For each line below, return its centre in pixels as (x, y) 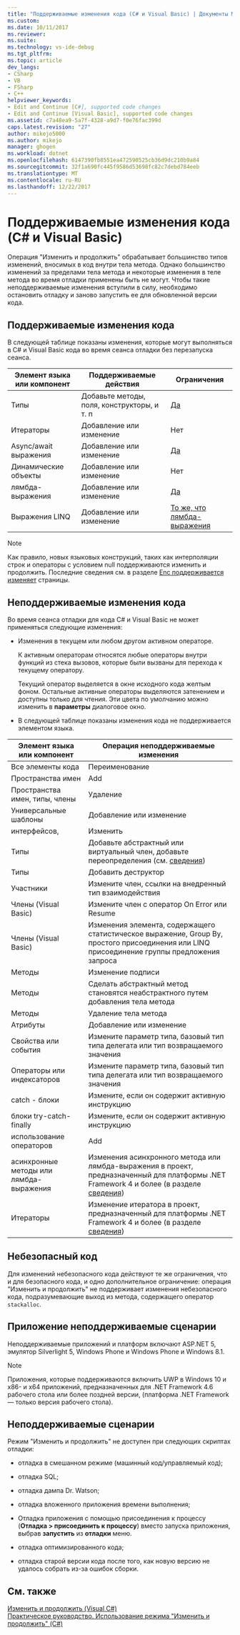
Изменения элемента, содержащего (152, 925)
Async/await (32, 446)
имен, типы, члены (44, 799)
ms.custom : (24, 21)
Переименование (119, 767)
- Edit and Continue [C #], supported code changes (84, 107)
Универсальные (39, 810)
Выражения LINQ (41, 517)
